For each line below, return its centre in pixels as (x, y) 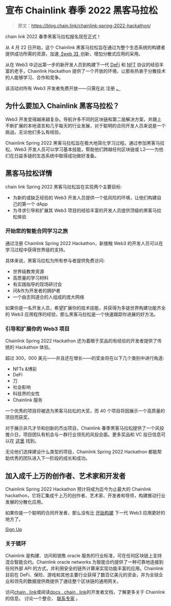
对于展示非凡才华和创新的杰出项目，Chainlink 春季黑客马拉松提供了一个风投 (85, 428)
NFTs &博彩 (25, 369)
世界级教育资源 (28, 271)
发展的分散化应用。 (25, 502)
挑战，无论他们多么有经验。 (34, 132)
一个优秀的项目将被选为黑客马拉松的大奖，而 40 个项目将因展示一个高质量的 (85, 411)
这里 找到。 (27, 441)
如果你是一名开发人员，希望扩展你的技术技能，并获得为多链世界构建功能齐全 (85, 308)
